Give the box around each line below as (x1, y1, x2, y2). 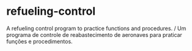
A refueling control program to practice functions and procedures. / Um (6, 25, 186, 32)
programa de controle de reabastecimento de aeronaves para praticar (6, 31, 182, 38)
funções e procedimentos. (6, 37, 73, 45)
